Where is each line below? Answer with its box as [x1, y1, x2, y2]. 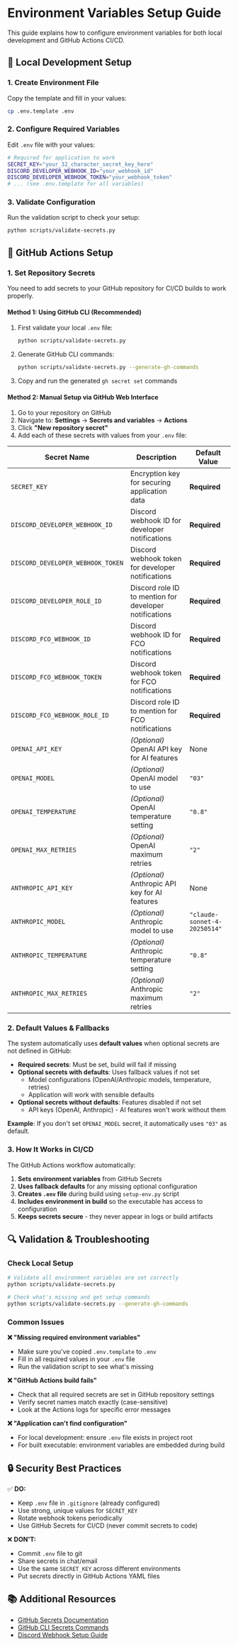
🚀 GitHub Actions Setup [7, 247, 113, 259]
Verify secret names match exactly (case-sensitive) [17, 1398, 169, 1407]
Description [136, 452, 177, 462]
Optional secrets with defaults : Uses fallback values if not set [17, 1068, 200, 1076]
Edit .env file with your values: [7, 140, 96, 149]
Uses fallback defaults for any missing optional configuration [17, 1182, 198, 1190]
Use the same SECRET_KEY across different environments [17, 1565, 181, 1573]
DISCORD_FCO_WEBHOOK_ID [11, 636, 91, 643]
